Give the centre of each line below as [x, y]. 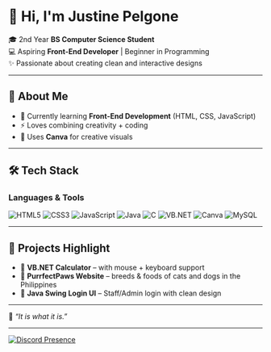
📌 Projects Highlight [59, 248]
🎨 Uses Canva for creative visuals [76, 136]
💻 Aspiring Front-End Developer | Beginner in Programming [109, 51]
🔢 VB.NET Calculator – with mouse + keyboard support [112, 268]
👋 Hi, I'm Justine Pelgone [94, 17]
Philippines [38, 285]
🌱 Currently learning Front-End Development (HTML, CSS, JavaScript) [138, 115]
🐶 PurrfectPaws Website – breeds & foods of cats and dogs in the [130, 276]
